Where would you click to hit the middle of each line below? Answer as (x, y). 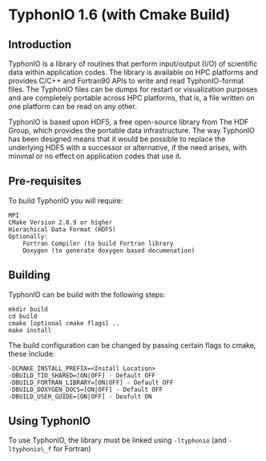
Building (29, 275)
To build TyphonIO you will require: (66, 200)
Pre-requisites (45, 181)
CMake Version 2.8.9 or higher (60, 222)
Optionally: (28, 236)
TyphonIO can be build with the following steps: (87, 294)
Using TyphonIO (49, 421)
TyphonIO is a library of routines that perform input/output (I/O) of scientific (133, 63)
